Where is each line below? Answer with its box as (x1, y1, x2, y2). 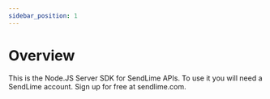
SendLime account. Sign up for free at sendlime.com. (8, 81, 186, 91)
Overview (8, 46, 75, 64)
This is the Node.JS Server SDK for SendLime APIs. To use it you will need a (8, 73, 263, 83)
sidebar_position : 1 (8, 11, 79, 20)
